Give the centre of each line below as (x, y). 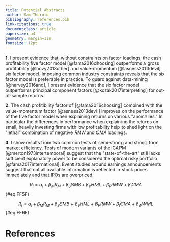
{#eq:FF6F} (17, 213)
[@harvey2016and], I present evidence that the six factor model (72, 85)
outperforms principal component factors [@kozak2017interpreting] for (80, 90)
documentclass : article (31, 29)
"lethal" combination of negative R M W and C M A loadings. (66, 132)
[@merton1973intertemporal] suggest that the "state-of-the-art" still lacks (83, 153)
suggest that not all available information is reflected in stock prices (77, 169)
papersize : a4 (20, 34)
